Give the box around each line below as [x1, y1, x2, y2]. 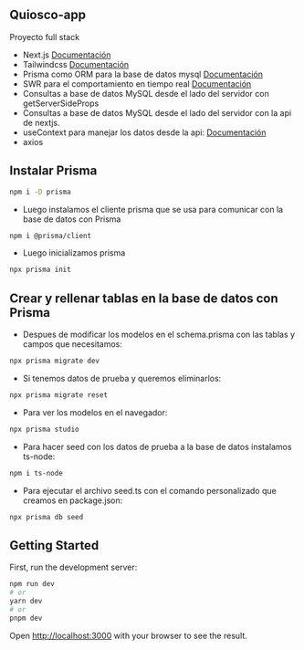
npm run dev [9, 580, 55, 589]
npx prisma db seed [9, 512, 84, 521]
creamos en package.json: [22, 495, 123, 506]
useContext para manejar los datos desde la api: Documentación [22, 127, 267, 138]
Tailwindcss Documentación [22, 58, 130, 69]
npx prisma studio [9, 425, 79, 434]
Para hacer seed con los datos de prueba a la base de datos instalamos [22, 441, 292, 452]
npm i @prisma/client [9, 231, 92, 240]
